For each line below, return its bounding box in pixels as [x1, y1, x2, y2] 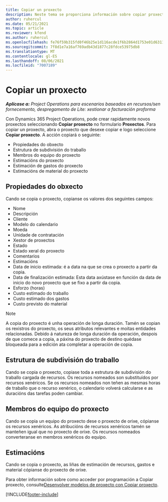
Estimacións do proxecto [12, 158, 64, 164]
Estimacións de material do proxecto [12, 168, 88, 174]
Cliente [12, 216, 28, 222]
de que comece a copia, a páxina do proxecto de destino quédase [5, 336, 142, 342]
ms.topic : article [5, 26, 44, 31]
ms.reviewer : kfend [5, 30, 46, 35]
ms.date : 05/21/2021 [5, 21, 49, 26]
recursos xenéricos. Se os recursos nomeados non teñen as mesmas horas [5, 380, 161, 386]
